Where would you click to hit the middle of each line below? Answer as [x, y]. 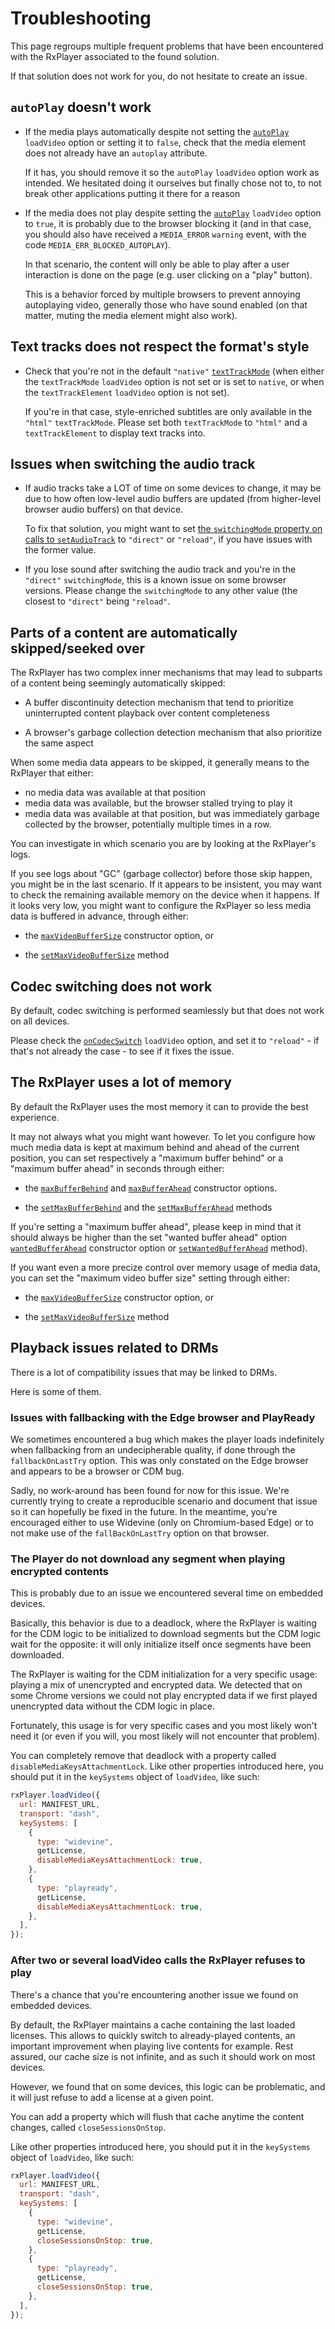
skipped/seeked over [77, 648]
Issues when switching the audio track [133, 463]
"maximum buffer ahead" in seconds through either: [117, 1168]
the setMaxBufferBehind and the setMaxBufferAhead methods [148, 1207]
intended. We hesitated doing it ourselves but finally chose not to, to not [173, 183]
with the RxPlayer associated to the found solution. [115, 56]
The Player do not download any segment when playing [148, 1559]
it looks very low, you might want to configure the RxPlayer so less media [161, 906]
